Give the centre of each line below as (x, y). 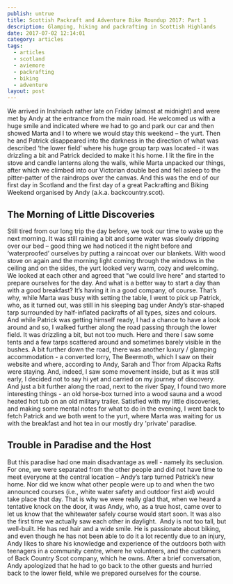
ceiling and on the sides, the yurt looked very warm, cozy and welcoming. (113, 268)
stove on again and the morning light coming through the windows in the (111, 260)
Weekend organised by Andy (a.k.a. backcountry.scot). (86, 193)
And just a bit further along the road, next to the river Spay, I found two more (117, 386)
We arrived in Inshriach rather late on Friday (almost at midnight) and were (114, 111)
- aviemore (29, 65)
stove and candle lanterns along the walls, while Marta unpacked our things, (116, 163)
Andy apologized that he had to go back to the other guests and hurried (110, 565)
